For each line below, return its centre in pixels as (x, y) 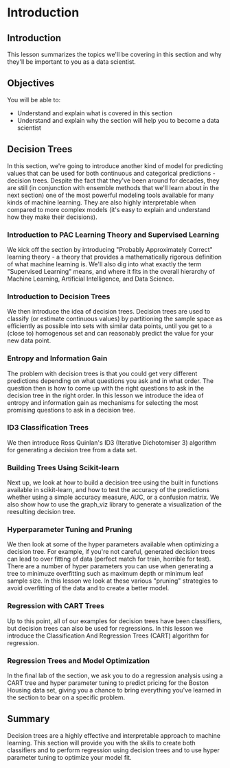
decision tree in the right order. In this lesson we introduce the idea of (105, 395)
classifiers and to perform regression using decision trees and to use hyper (113, 750)
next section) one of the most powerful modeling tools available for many (111, 195)
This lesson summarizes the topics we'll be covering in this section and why (114, 54)
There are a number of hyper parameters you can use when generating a (111, 566)
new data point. (29, 340)
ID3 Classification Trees (48, 428)
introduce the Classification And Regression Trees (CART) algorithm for (108, 636)
